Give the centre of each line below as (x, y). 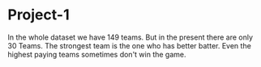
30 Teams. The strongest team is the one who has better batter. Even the (130, 45)
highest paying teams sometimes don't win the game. (97, 54)
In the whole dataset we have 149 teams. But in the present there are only (130, 37)
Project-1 (39, 15)
